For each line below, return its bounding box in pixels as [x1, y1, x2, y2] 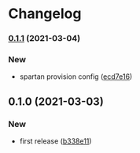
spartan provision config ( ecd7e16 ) [19, 72, 133, 81]
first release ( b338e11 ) [19, 136, 92, 146]
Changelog [8, 5, 82, 23]
